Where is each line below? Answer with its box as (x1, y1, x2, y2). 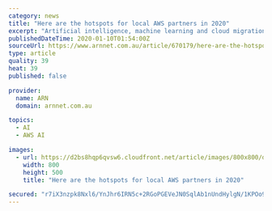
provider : (8, 87, 42, 95)
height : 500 (23, 168, 63, 176)
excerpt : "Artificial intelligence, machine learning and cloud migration (8, 27, 266, 35)
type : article (8, 49, 57, 57)
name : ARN (15, 94, 49, 102)
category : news (8, 11, 60, 20)
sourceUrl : (8, 42, 45, 50)
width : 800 (23, 161, 60, 169)
